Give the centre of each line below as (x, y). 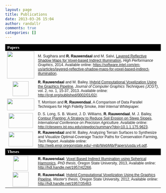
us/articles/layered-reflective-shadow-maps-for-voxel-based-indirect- (94, 69)
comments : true (21, 28)
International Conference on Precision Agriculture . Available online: (93, 122)
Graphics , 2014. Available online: (65, 65)
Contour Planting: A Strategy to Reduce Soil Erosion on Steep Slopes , (95, 118)
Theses (13, 152)
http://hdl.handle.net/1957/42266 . (65, 167)
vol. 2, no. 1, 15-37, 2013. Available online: (73, 91)
